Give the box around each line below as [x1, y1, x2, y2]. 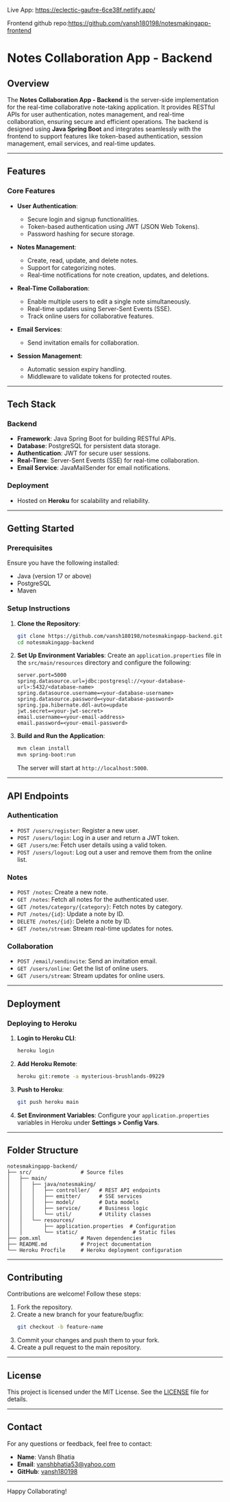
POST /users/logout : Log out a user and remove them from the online [16, 848, 212, 856]
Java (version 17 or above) [16, 572, 92, 580]
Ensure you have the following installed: [7, 558, 120, 567]
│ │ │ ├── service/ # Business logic [7, 1205, 149, 1211]
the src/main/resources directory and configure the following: [16, 658, 192, 667]
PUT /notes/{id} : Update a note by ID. [16, 910, 125, 918]
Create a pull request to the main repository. [16, 1343, 142, 1352]
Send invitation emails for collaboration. [27, 338, 139, 347]
